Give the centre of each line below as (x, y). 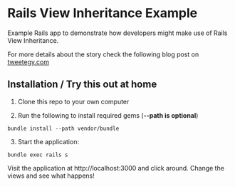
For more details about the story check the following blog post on (103, 54)
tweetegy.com (28, 61)
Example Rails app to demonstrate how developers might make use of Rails (117, 33)
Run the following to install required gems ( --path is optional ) (108, 115)
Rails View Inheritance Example (103, 13)
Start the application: (48, 141)
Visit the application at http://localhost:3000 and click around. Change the (116, 168)
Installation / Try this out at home (82, 85)
